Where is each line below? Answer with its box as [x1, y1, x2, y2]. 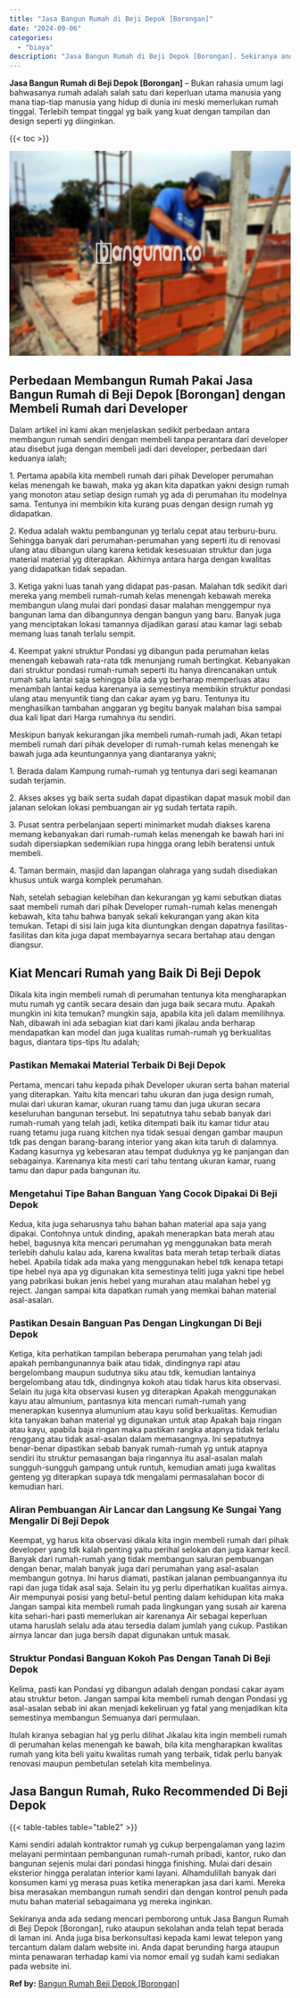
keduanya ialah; [9, 453, 67, 464]
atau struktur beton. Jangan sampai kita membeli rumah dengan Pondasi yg [9, 1693, 287, 1704]
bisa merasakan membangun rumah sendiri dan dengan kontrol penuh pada [9, 1886, 288, 1897]
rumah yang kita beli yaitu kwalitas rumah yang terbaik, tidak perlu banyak [9, 1748, 283, 1759]
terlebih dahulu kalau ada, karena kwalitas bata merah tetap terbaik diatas [9, 1247, 281, 1257]
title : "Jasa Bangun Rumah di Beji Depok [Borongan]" [9, 14, 214, 23]
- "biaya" [17, 43, 54, 52]
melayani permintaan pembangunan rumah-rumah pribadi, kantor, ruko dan [9, 1848, 287, 1859]
